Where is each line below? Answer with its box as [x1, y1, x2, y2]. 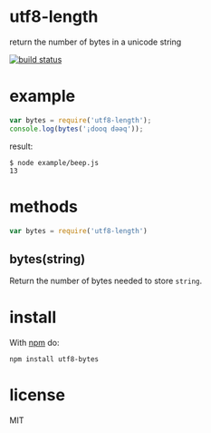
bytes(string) [9, 251, 86, 267]
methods [9, 196, 79, 217]
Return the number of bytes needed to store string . [9, 275, 203, 287]
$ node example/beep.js [9, 158, 100, 167]
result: [9, 141, 34, 152]
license [9, 385, 66, 406]
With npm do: [9, 338, 61, 349]
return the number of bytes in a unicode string [9, 36, 182, 47]
